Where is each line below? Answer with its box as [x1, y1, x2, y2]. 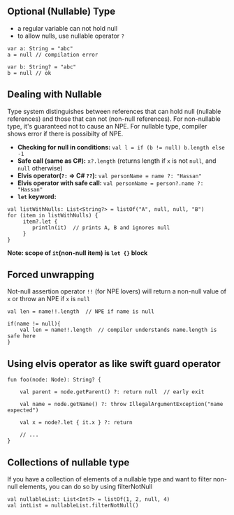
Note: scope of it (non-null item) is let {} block [7, 248, 148, 257]
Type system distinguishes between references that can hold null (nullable [7, 107, 221, 115]
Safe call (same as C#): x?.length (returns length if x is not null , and [17, 157, 217, 165]
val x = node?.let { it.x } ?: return [20, 419, 133, 426]
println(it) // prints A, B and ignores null [32, 224, 170, 231]
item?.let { [22, 218, 58, 225]
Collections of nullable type [7, 456, 130, 468]
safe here [7, 333, 36, 340]
